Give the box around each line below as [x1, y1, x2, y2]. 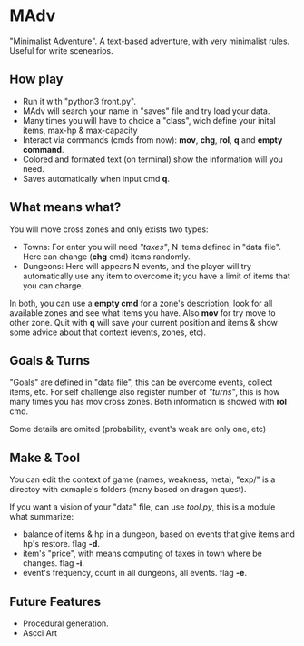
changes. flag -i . [22, 558, 84, 569]
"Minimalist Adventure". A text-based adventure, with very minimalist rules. [9, 35, 290, 46]
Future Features [9, 593, 102, 610]
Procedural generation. [22, 618, 109, 629]
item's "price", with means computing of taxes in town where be [22, 548, 263, 560]
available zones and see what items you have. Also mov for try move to [9, 307, 276, 318]
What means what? [9, 199, 122, 215]
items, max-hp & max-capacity [22, 125, 138, 136]
